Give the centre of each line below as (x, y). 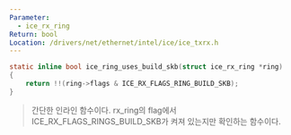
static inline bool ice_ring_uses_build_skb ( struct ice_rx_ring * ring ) (146, 67)
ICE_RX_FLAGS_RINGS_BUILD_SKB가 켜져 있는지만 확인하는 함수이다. (156, 121)
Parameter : (30, 17)
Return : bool (34, 34)
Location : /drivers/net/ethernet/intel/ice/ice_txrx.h (114, 42)
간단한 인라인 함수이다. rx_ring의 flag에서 (104, 110)
